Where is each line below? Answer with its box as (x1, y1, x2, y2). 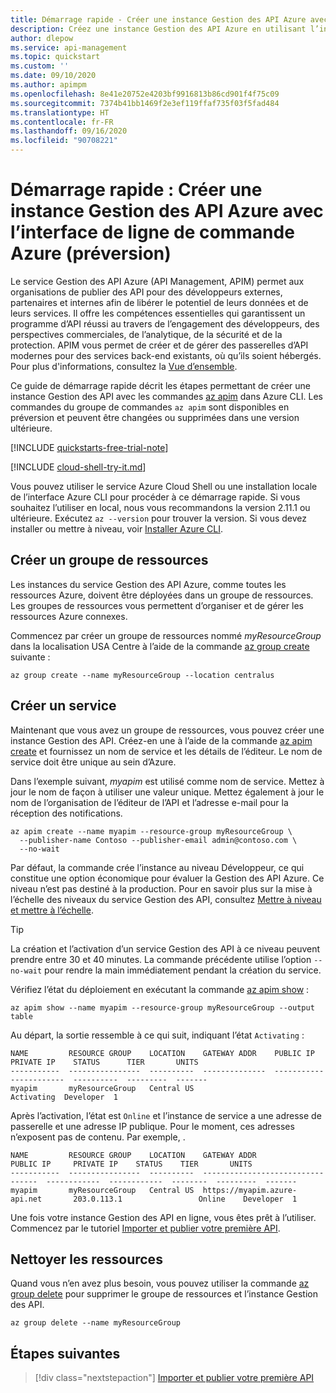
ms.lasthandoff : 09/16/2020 (10, 126, 128, 136)
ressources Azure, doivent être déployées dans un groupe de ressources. (10, 589, 314, 601)
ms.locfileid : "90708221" (10, 136, 118, 146)
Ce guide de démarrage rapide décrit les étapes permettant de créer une (10, 379, 311, 391)
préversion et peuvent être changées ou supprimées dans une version (10, 411, 300, 423)
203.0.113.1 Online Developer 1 (73, 1194, 298, 1204)
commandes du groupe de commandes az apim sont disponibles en (10, 401, 290, 413)
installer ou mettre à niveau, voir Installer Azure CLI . (10, 522, 223, 535)
